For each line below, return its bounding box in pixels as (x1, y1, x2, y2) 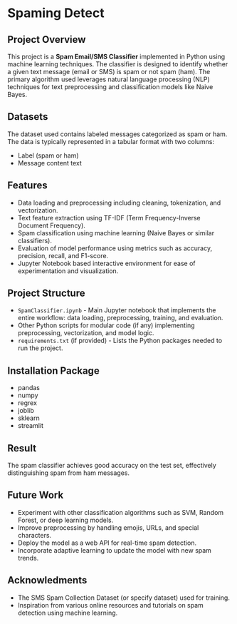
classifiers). (17, 236, 52, 245)
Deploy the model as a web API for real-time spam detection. (17, 538, 197, 547)
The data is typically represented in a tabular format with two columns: (7, 137, 215, 145)
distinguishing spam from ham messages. (7, 469, 130, 477)
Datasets (7, 111, 48, 123)
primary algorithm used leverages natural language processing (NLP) (7, 75, 210, 83)
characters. (17, 531, 52, 539)
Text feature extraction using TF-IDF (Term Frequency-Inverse (17, 213, 201, 222)
